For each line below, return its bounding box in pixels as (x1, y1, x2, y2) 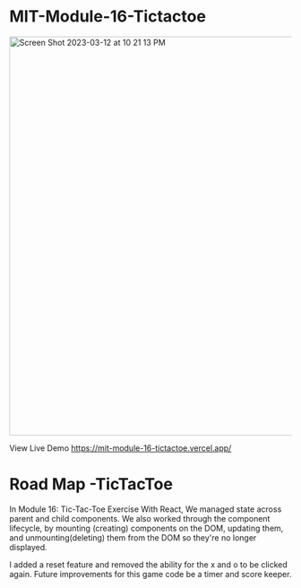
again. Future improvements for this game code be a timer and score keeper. (9, 568, 292, 579)
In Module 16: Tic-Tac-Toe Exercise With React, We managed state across (9, 504, 282, 514)
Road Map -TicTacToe (9, 474, 173, 495)
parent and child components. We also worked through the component (9, 513, 271, 523)
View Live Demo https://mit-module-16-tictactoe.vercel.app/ (9, 442, 232, 454)
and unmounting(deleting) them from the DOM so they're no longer (9, 532, 257, 543)
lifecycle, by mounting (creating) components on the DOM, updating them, (9, 523, 284, 533)
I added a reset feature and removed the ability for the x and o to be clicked (9, 558, 288, 570)
